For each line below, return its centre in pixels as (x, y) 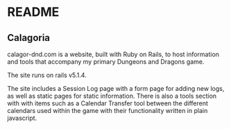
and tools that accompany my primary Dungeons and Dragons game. (106, 62)
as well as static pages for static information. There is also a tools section (112, 96)
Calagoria (29, 38)
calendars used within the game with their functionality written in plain (108, 111)
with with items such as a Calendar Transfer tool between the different (108, 103)
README (33, 12)
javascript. (22, 118)
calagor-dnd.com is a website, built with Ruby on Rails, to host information (113, 54)
